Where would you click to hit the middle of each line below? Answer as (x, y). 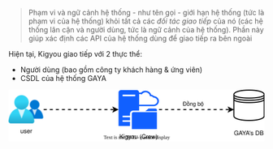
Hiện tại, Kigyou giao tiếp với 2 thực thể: (75, 54)
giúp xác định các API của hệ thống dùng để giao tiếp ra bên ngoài (140, 38)
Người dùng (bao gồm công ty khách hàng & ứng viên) (111, 70)
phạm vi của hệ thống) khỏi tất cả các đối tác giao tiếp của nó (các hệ (146, 21)
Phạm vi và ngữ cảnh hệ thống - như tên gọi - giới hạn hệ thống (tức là (146, 13)
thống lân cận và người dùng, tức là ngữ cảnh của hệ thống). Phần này (146, 30)
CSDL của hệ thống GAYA (63, 78)
